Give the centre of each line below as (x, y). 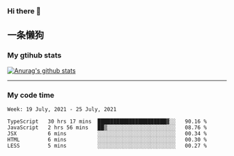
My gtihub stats (34, 55)
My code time (31, 95)
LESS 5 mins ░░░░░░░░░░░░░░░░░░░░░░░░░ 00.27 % (107, 146)
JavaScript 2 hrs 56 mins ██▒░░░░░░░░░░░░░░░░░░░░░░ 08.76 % (107, 128)
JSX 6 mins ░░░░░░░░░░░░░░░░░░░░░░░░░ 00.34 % (107, 133)
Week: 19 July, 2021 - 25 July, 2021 (62, 109)
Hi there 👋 (24, 11)
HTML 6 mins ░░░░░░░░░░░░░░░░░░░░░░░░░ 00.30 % (107, 139)
